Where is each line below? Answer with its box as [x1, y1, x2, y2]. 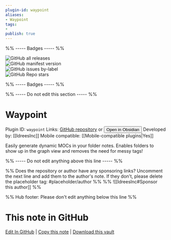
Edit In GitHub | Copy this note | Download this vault [5, 228, 115, 235]
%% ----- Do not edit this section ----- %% [5, 91, 97, 97]
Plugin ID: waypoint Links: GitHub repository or [5, 126, 103, 132]
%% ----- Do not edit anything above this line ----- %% [5, 158, 123, 164]
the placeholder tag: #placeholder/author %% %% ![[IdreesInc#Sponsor [5, 178, 158, 184]
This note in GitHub [5, 212, 89, 224]
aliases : [5, 12, 24, 17]
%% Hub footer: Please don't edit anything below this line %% [5, 194, 137, 200]
